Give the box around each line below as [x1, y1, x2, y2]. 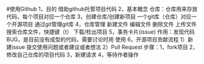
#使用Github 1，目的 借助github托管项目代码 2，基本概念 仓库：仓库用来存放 [6, 5, 198, 12]
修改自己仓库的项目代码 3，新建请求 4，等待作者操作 [6, 51, 139, 58]
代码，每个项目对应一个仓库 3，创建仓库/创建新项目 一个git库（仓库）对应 [6, 13, 192, 20]
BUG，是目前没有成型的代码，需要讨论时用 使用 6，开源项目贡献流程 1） [6, 36, 188, 43]
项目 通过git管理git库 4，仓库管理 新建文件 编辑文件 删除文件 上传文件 [22, 21, 197, 27]
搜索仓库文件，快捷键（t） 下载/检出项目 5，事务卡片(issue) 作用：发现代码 [6, 28, 195, 35]
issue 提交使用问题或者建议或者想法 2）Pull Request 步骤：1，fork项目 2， [11, 43, 199, 51]
